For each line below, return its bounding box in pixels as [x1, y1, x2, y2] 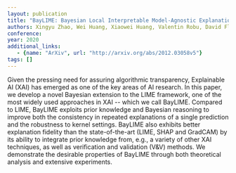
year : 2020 [7, 37, 39, 44]
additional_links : [7, 43, 61, 50]
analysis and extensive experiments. [7, 158, 112, 166]
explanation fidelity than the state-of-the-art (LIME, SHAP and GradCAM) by [7, 127, 228, 136]
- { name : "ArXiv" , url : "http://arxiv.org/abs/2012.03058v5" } [16, 50, 203, 57]
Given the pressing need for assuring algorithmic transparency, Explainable [7, 75, 225, 84]
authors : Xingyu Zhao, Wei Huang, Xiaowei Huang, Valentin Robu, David [7, 23, 221, 30]
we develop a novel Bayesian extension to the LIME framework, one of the [7, 90, 222, 98]
